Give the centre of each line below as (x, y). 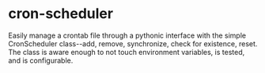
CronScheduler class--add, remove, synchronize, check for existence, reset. (133, 43)
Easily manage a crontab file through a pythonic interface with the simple (127, 35)
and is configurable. (41, 60)
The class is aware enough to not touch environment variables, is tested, (127, 52)
